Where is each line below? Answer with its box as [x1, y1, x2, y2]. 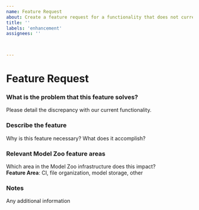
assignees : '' [6, 31, 41, 37]
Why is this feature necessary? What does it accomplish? [6, 134, 146, 142]
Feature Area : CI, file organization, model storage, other [6, 169, 143, 176]
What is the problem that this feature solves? [6, 93, 138, 101]
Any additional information [6, 198, 70, 205]
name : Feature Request [6, 8, 62, 15]
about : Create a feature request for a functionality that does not [6, 14, 179, 20]
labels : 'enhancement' [6, 25, 62, 31]
